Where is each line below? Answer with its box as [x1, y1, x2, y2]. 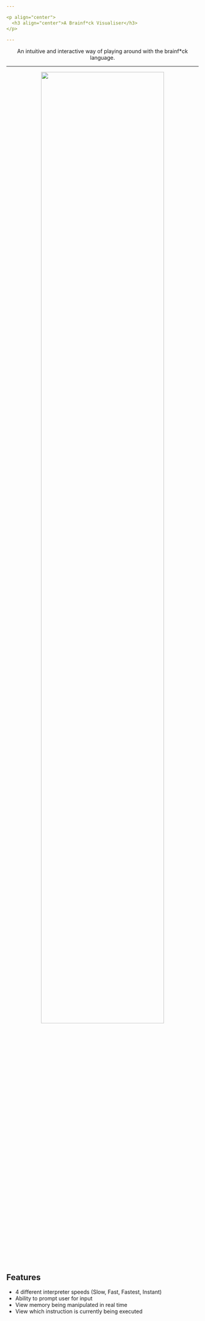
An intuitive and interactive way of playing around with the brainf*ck [17, 48, 188, 55]
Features [6, 1272, 41, 1283]
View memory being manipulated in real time [15, 1301, 128, 1309]
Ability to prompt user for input [15, 1295, 93, 1302]
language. [90, 54, 115, 62]
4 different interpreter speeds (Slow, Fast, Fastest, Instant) [15, 1288, 162, 1296]
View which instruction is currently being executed [15, 1308, 143, 1315]
